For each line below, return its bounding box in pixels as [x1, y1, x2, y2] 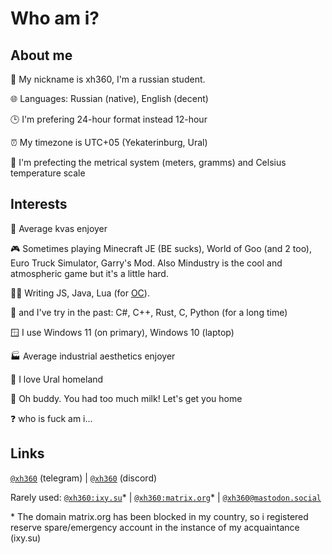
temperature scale [10, 167, 86, 179]
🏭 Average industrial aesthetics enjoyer [10, 350, 176, 362]
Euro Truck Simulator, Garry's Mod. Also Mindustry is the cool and [10, 257, 283, 269]
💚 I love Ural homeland [10, 373, 104, 385]
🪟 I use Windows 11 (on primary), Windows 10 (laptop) [10, 326, 235, 338]
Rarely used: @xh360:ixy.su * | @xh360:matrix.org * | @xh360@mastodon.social [10, 491, 322, 503]
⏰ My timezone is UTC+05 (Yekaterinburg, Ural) [10, 137, 208, 148]
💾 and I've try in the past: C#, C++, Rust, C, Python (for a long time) [10, 306, 288, 318]
